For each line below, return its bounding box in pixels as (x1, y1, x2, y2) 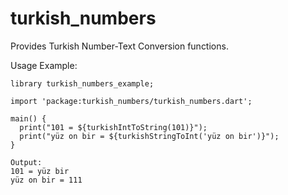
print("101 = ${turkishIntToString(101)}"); (19, 122, 208, 132)
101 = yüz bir (10, 166, 70, 176)
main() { (10, 113, 47, 124)
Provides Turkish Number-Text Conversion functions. (10, 40, 229, 52)
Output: (10, 157, 43, 167)
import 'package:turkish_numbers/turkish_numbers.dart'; (10, 96, 253, 106)
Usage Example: (10, 59, 78, 71)
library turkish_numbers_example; (10, 78, 155, 89)
